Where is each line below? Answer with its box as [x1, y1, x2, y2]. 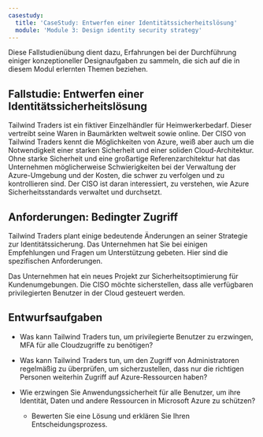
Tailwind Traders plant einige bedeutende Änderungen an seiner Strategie [8, 231, 248, 240]
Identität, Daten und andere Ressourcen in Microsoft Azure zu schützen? [19, 395, 256, 406]
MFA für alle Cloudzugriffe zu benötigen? [19, 340, 154, 350]
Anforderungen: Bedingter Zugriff [8, 210, 179, 224]
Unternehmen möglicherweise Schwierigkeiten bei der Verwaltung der [8, 162, 236, 172]
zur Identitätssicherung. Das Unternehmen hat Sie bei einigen [8, 239, 208, 249]
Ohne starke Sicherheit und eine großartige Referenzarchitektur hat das [8, 154, 241, 164]
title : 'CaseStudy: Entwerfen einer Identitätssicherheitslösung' [15, 19, 238, 27]
